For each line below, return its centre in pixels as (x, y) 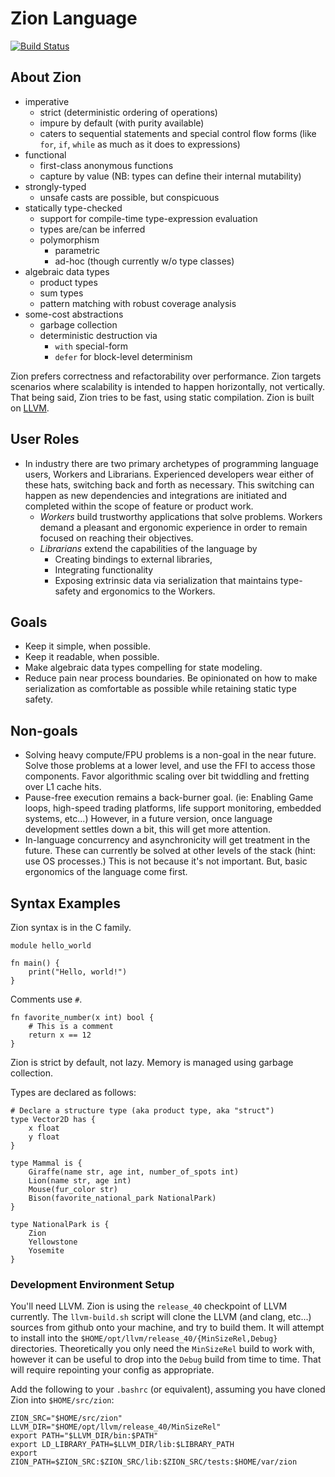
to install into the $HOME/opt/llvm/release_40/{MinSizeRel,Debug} (144, 1338)
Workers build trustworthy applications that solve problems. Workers (181, 516)
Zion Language (74, 18)
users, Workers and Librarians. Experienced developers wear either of (169, 474)
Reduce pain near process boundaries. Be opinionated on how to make (171, 678)
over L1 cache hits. (63, 787)
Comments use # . (46, 999)
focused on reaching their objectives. (116, 538)
